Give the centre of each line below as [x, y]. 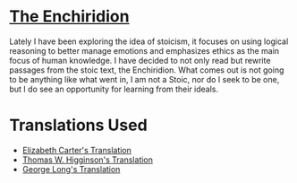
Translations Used [78, 125]
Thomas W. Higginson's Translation [88, 160]
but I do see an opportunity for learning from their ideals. [114, 89]
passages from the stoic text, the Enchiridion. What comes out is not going [147, 70]
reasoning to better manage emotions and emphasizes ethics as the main [144, 50]
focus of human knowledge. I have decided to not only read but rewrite [140, 60]
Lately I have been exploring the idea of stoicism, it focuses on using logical [149, 41]
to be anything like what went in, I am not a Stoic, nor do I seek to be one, [144, 79]
